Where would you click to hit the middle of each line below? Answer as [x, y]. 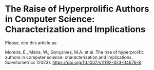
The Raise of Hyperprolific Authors [77, 9]
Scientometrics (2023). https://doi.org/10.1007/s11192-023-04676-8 [73, 62]
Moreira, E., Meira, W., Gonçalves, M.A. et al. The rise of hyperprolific [75, 52]
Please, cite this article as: [31, 42]
